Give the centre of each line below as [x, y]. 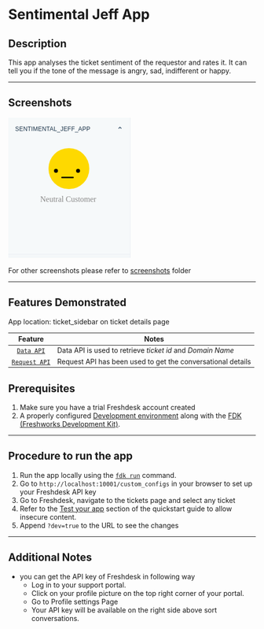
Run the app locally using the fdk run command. [98, 475]
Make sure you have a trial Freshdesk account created [107, 407]
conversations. [55, 618]
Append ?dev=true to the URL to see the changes [99, 525]
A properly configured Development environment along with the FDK [130, 416]
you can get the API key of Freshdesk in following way [107, 576]
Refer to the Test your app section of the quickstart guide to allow [126, 509]
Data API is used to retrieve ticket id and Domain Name [145, 350]
